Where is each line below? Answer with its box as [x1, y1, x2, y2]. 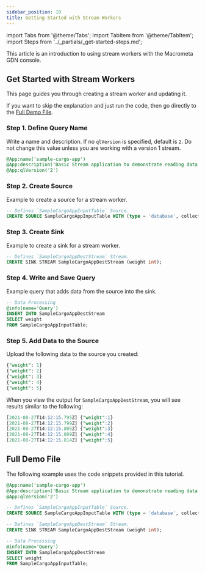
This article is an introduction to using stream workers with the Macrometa [6, 50, 193, 57]
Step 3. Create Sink [6, 227, 65, 236]
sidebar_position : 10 [6, 9, 62, 15]
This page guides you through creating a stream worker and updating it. [6, 90, 187, 98]
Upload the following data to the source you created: [6, 350, 139, 358]
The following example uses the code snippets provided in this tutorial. [6, 470, 184, 478]
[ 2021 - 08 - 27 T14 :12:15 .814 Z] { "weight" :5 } [6, 437, 113, 443]
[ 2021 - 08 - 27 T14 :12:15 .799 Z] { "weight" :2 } [6, 420, 113, 426]
